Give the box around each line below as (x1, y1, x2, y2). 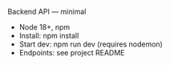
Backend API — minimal (7, 7, 87, 16)
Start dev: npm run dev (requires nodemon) (18, 39, 164, 49)
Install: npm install (18, 31, 79, 40)
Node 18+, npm (18, 22, 71, 31)
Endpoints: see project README (18, 48, 125, 57)
